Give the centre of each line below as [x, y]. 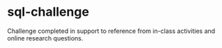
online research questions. [45, 38]
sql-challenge [48, 12]
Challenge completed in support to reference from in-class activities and [111, 31]
